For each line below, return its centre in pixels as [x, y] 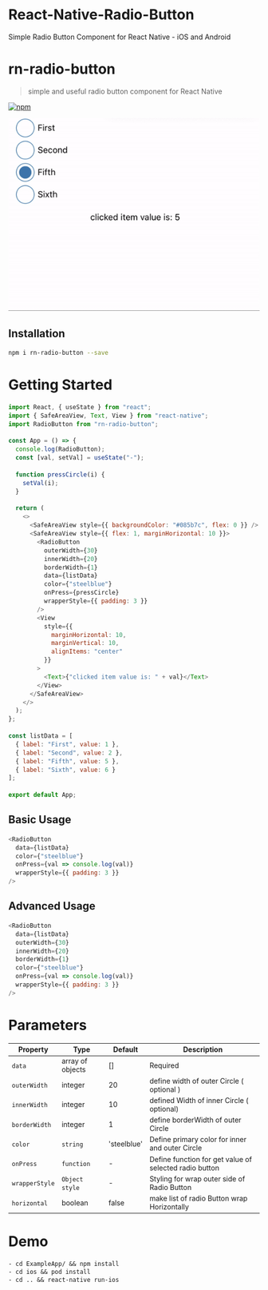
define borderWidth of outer [195, 1120]
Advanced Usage [52, 906]
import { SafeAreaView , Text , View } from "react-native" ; [108, 416]
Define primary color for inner [198, 1140]
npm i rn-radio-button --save [59, 353]
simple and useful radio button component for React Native [125, 91]
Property [33, 1049]
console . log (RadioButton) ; [60, 449]
